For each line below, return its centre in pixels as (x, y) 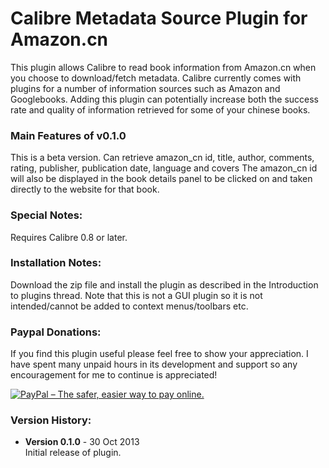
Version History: (51, 420)
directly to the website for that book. (85, 189)
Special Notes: (46, 215)
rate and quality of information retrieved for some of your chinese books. (160, 109)
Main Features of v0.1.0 (68, 135)
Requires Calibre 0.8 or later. (69, 237)
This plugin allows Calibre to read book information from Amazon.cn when (163, 67)
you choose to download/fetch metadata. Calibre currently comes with (156, 78)
